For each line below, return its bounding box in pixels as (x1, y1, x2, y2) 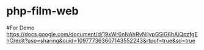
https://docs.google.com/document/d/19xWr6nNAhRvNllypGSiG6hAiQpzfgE (6, 30, 199, 37)
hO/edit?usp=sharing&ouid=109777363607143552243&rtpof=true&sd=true (6, 37, 195, 44)
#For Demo (6, 24, 35, 31)
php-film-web (6, 4, 79, 18)
